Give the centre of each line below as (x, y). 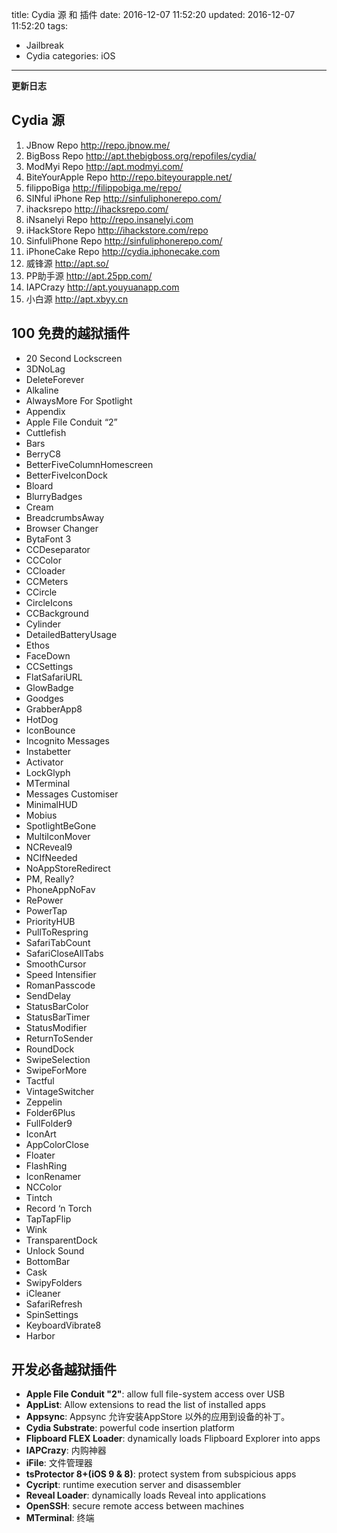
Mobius (41, 815)
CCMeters (47, 581)
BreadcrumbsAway (65, 517)
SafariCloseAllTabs (64, 953)
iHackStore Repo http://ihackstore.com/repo (117, 230)
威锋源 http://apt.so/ (67, 263)
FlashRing (46, 1165)
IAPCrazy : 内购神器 (66, 1450)
